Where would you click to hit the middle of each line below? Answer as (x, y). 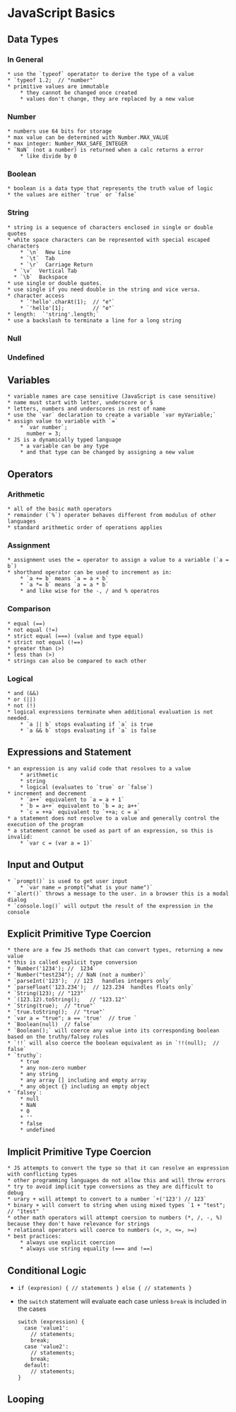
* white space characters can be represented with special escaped (109, 240)
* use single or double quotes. (55, 283)
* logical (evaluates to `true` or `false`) (87, 787)
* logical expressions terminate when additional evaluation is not (110, 712)
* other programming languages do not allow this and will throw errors (117, 1181)
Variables (29, 380)
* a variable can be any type (65, 446)
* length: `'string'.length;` (53, 314)
